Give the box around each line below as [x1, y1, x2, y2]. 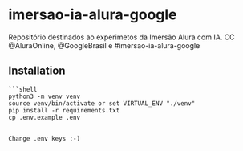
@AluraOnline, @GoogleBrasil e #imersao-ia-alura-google [8, 40, 200, 50]
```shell [8, 85, 38, 93]
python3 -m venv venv [8, 92, 81, 100]
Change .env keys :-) [8, 134, 81, 142]
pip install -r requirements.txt [8, 106, 120, 114]
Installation [8, 64, 66, 78]
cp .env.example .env [8, 113, 81, 121]
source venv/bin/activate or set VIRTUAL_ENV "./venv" [8, 99, 196, 108]
